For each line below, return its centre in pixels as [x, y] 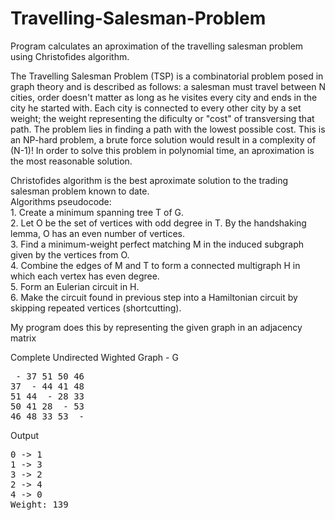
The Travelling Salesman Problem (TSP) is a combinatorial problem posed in [167, 76]
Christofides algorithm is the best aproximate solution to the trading [149, 180]
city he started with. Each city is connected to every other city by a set [156, 108]
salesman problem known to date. [80, 191]
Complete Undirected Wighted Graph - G [94, 357]
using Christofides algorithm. [70, 56]
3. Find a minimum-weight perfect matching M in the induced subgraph [157, 244]
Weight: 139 [39, 504]
